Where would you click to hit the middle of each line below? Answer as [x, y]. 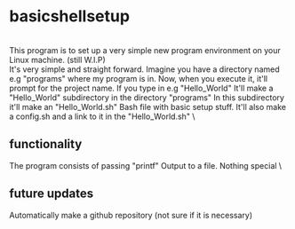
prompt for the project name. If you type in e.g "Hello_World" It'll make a [141, 88]
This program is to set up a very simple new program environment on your [145, 50]
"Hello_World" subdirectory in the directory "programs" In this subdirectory [147, 97]
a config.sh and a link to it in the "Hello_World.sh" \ [102, 116]
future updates [52, 194]
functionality [46, 144]
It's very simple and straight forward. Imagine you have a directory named [144, 69]
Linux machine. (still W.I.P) [58, 59]
